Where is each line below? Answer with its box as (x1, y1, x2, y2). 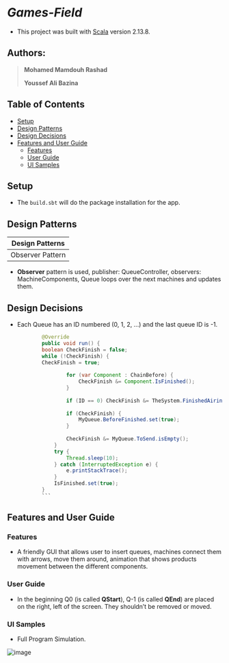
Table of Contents (7, 99, 85, 110)
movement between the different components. (16, 562, 148, 571)
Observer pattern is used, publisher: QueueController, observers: (16, 268, 202, 276)
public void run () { (42, 340, 100, 347)
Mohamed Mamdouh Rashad (23, 65, 108, 73)
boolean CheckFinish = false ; (42, 346, 128, 353)
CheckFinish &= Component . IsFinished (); (78, 378, 196, 385)
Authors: (7, 47, 46, 59)
